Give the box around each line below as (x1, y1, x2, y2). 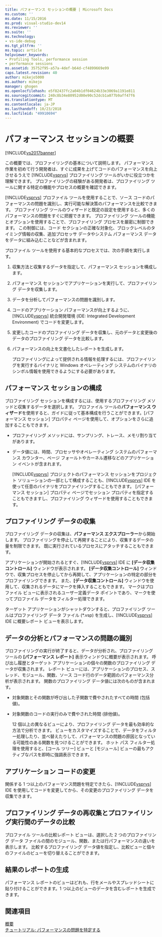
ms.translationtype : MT (5, 98, 53, 103)
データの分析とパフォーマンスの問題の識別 (5, 634, 132, 642)
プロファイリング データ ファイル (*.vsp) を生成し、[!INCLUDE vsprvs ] (13, 612, 153, 618)
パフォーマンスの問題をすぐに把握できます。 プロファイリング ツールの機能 (5, 212, 156, 219)
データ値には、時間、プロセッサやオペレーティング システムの (12, 449, 136, 454)
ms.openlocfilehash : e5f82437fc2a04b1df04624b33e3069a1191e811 (5, 88, 135, 93)
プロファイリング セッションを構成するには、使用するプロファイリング (5, 398, 146, 403)
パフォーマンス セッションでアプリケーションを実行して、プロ (12, 280, 136, 286)
